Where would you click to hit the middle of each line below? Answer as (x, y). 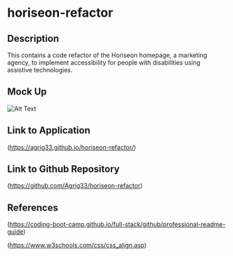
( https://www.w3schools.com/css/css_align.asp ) (77, 246)
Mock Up (27, 92)
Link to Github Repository (64, 169)
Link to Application (49, 130)
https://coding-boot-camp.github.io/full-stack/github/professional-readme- (118, 225)
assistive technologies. (40, 70)
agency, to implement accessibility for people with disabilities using (104, 63)
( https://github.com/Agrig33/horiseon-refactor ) (75, 186)
